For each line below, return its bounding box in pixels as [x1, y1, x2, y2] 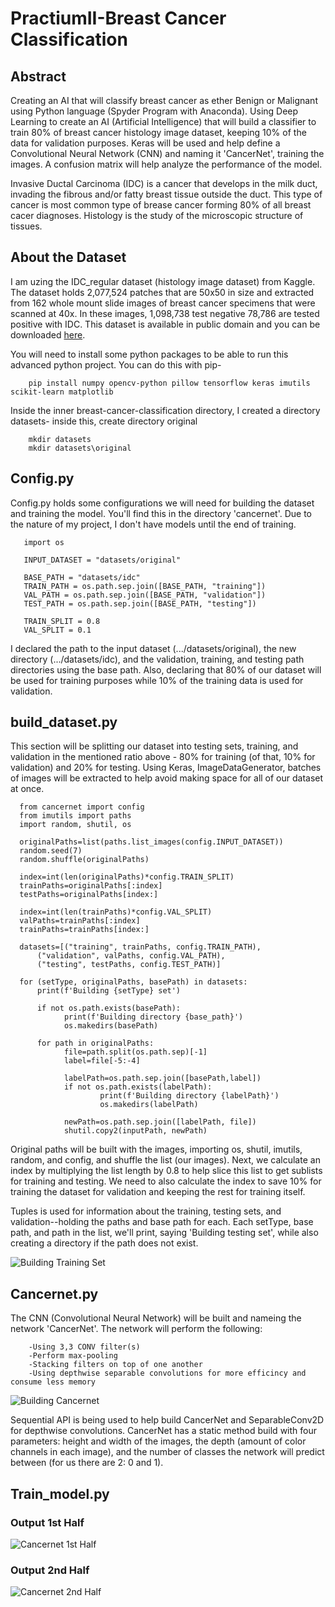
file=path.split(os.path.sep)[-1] [63, 1047, 208, 1057]
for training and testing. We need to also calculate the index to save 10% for [10, 1175, 322, 1187]
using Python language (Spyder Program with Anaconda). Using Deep [10, 105, 299, 117]
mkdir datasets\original [28, 443, 132, 453]
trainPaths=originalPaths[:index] [19, 881, 163, 891]
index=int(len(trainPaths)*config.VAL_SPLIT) [19, 907, 213, 917]
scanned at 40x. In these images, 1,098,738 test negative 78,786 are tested [10, 307, 320, 319]
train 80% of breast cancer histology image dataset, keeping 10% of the [10, 127, 307, 138]
